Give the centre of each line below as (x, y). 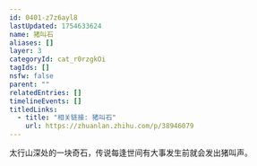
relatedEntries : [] (46, 92)
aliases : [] (31, 43)
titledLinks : (34, 109)
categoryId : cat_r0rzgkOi (57, 59)
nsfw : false (31, 76)
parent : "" (30, 84)
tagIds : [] (30, 68)
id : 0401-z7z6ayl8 (43, 17)
